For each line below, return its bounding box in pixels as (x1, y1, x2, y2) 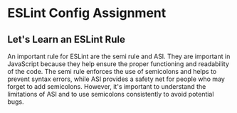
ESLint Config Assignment (7, 5, 167, 21)
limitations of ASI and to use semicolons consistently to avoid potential (7, 90, 214, 98)
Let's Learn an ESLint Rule (7, 33, 126, 45)
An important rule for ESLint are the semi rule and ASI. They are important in (7, 52, 231, 60)
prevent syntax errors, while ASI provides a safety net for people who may (7, 75, 226, 83)
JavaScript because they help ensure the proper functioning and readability (7, 60, 230, 68)
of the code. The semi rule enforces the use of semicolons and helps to (7, 68, 217, 75)
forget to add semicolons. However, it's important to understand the (7, 82, 206, 90)
